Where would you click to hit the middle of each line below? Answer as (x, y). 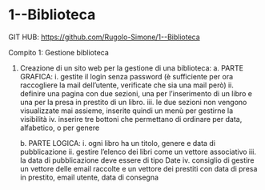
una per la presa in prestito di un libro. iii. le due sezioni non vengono (133, 102)
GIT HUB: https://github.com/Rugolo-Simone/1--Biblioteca (104, 37)
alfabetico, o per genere (60, 127)
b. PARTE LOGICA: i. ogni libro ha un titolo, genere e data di (118, 143)
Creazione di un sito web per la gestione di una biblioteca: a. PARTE (132, 68)
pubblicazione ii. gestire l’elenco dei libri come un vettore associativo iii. (138, 152)
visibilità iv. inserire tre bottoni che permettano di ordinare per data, (131, 119)
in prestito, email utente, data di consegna (89, 177)
